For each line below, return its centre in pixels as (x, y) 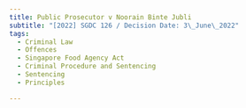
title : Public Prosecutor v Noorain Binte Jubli (100, 17)
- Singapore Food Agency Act (71, 58)
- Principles (41, 83)
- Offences (37, 50)
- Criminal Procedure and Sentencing (87, 67)
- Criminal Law (45, 42)
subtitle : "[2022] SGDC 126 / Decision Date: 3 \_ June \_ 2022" (124, 25)
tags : (19, 33)
